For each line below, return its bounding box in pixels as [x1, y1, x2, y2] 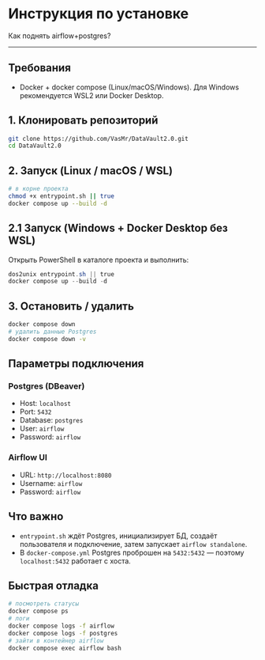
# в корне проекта [8, 185, 69, 193]
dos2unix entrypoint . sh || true [8, 270, 114, 278]
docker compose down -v [8, 335, 87, 343]
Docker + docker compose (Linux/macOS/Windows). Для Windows [19, 82, 239, 92]
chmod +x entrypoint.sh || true [8, 192, 114, 200]
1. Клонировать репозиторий [8, 114, 159, 127]
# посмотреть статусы [8, 600, 80, 608]
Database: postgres [19, 415, 84, 425]
